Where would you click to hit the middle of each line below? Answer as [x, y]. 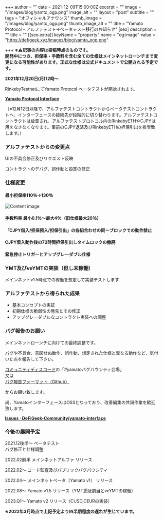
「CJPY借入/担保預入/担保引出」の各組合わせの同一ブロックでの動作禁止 [79, 230]
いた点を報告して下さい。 [31, 359]
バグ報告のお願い [25, 331]
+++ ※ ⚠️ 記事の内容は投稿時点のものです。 [48, 50]
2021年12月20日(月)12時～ [32, 78]
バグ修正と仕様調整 [24, 449]
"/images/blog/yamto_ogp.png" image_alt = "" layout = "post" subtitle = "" [80, 12]
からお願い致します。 [26, 392]
